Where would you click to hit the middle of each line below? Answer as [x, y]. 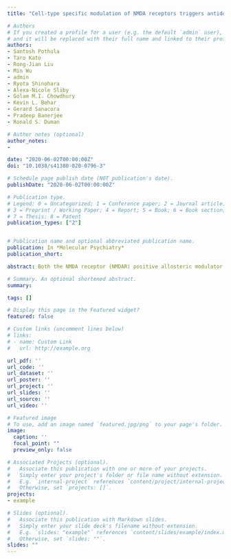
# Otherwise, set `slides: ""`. [57, 539]
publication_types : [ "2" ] [44, 223]
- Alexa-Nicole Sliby [38, 90]
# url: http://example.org [49, 348]
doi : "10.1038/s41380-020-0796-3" [57, 166]
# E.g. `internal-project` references [66, 482]
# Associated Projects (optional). [58, 462]
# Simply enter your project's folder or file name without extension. [115, 475]
